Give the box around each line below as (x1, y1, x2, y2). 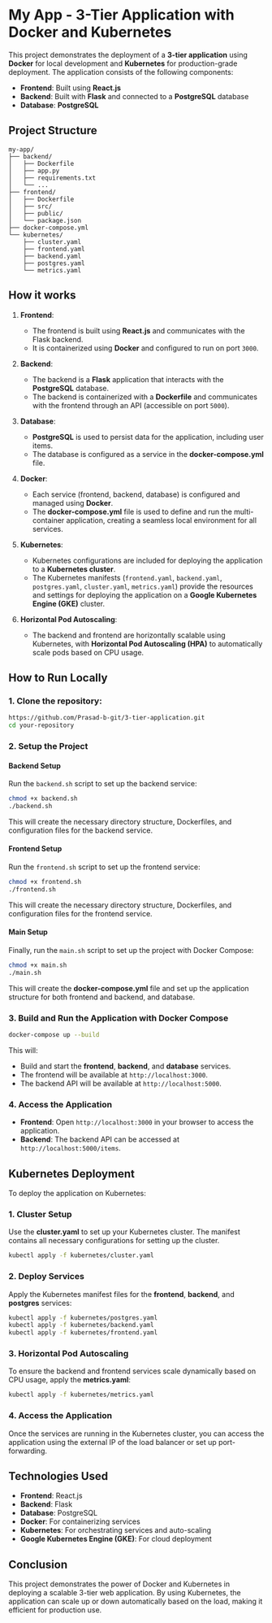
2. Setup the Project (8, 740, 89, 751)
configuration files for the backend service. (8, 825, 153, 835)
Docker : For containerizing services (19, 1516, 140, 1526)
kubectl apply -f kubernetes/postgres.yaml (8, 1313, 158, 1322)
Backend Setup (8, 760, 61, 770)
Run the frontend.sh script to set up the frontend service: (8, 862, 201, 872)
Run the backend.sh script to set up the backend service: (8, 779, 197, 789)
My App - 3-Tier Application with (8, 6, 235, 24)
